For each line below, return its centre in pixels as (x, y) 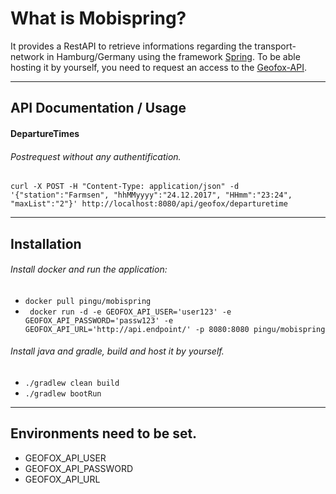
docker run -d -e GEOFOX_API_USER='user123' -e (130, 312)
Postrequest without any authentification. (96, 156)
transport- (275, 46)
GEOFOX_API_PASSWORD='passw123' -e (99, 320)
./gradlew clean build (72, 383)
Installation (46, 243)
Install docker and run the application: (89, 269)
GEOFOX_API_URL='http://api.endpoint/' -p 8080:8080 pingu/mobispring (175, 329)
